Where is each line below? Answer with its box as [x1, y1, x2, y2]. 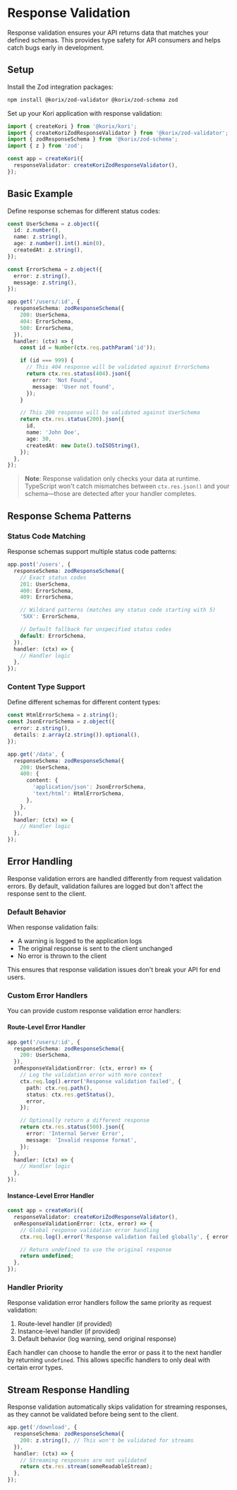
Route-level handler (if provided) [17, 1320, 113, 1328]
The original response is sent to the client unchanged [17, 945, 173, 953]
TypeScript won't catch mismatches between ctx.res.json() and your [24, 482, 230, 490]
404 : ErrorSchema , [20, 318, 74, 325]
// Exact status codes [20, 574, 87, 581]
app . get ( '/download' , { [7, 1424, 78, 1431]
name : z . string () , [13, 233, 68, 241]
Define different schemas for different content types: [7, 698, 161, 706]
